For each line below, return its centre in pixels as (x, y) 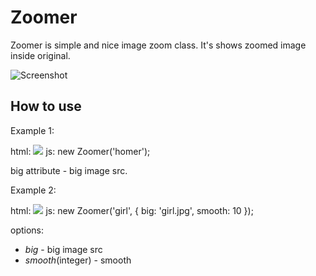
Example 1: (32, 130)
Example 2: (33, 190)
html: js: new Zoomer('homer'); (80, 151)
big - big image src (63, 249)
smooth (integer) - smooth (78, 260)
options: (27, 230)
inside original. (40, 55)
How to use (46, 106)
